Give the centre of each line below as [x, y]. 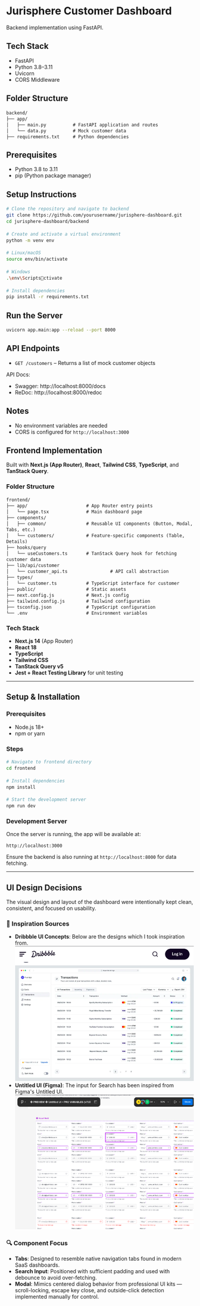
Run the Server [35, 315]
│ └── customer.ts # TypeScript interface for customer [93, 583]
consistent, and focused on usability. [51, 908]
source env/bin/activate [37, 259]
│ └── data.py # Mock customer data [66, 131]
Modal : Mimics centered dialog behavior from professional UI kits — [99, 1284]
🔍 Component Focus [37, 1243]
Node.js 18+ [29, 727]
